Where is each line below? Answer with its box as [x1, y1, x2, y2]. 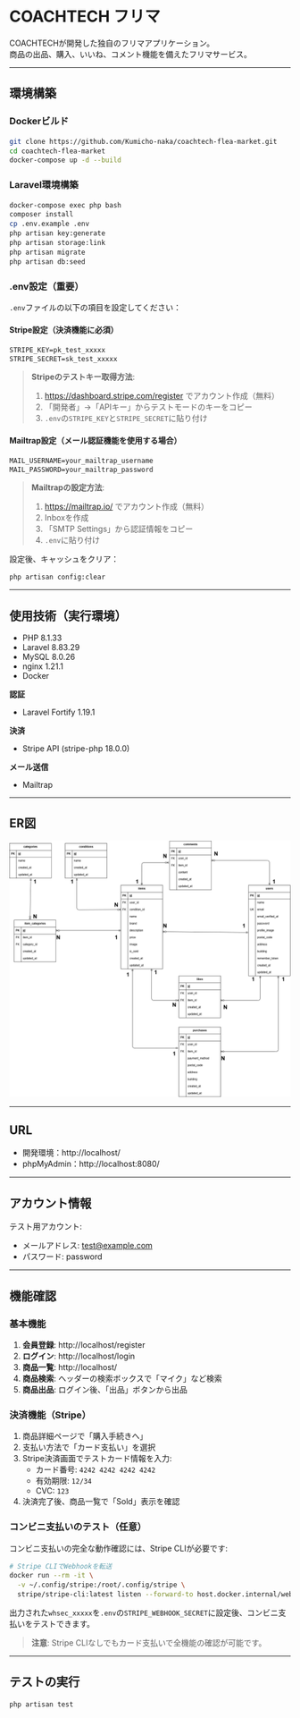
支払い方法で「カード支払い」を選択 [21, 1442, 156, 1452]
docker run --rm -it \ [9, 1571, 94, 1580]
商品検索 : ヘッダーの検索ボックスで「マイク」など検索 [21, 1373, 223, 1384]
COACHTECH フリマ [9, 6, 161, 27]
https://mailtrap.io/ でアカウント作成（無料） [44, 501, 210, 512]
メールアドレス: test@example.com [21, 1240, 154, 1251]
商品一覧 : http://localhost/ [21, 1361, 118, 1372]
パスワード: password [21, 1251, 103, 1262]
